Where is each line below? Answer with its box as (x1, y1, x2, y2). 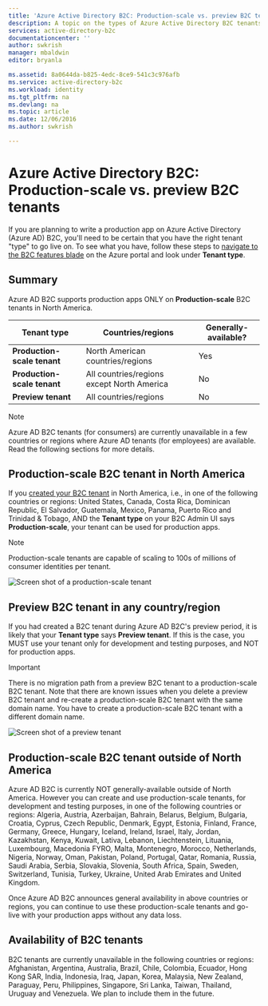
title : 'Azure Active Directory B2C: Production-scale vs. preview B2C (8, 11, 251, 20)
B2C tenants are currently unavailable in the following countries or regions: (8, 954, 254, 964)
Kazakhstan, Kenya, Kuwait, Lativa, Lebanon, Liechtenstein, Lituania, (8, 836, 234, 845)
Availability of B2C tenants (8, 933, 144, 947)
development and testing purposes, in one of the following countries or (8, 801, 242, 811)
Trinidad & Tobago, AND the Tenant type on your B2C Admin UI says (8, 514, 235, 523)
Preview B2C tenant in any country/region (8, 600, 221, 614)
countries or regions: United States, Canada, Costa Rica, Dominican (8, 497, 231, 507)
